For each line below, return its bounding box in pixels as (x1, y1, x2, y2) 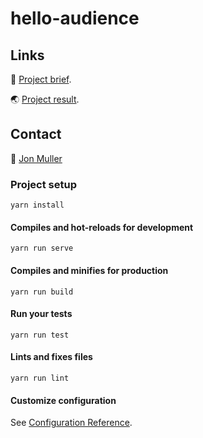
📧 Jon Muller (10, 152, 63, 164)
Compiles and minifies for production (10, 264, 169, 276)
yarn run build (10, 287, 74, 297)
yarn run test (10, 330, 70, 340)
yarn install (10, 200, 65, 211)
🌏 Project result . (10, 93, 80, 105)
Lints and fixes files (10, 351, 93, 363)
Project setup (10, 177, 77, 191)
